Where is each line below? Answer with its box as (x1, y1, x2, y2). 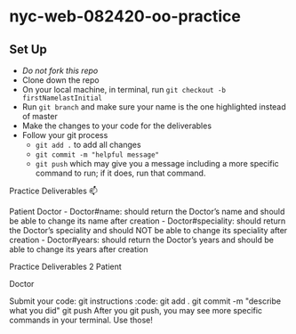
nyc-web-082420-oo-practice (9, 6, 242, 27)
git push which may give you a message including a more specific (35, 159, 280, 168)
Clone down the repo (21, 75, 100, 86)
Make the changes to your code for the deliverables (21, 120, 212, 131)
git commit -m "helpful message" (35, 151, 160, 159)
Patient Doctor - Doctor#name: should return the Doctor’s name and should (9, 207, 285, 216)
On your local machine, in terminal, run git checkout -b (21, 85, 227, 94)
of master (21, 111, 58, 121)
